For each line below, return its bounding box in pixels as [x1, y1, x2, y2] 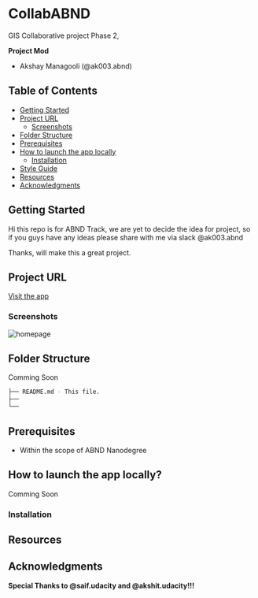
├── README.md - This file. [8, 388, 101, 396]
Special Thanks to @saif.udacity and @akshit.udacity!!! [8, 581, 195, 590]
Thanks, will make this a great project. [8, 247, 131, 257]
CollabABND [8, 5, 91, 23]
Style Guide [19, 163, 57, 173]
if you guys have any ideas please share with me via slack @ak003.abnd [8, 232, 244, 242]
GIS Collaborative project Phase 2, [8, 31, 120, 40]
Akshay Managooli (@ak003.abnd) [19, 61, 132, 71]
